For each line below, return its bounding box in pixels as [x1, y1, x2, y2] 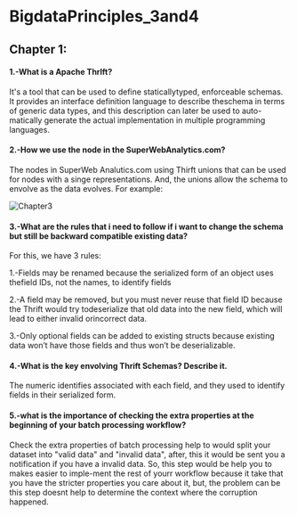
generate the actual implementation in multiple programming [44, 114, 266, 126]
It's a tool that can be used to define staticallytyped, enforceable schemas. [9, 86, 284, 97]
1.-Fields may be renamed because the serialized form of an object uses [9, 267, 274, 278]
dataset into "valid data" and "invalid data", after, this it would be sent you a [9, 448, 286, 460]
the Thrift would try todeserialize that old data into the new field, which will [9, 304, 283, 315]
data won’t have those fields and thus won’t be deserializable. [9, 340, 236, 351]
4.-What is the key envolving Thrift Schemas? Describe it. [9, 360, 228, 371]
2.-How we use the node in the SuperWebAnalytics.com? [9, 144, 226, 155]
